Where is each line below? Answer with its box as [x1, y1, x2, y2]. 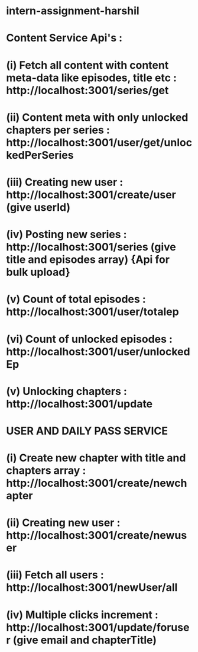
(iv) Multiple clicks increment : [6, 608, 158, 621]
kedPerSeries [6, 148, 74, 162]
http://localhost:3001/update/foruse [6, 621, 190, 634]
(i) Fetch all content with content [6, 58, 169, 72]
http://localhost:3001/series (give [6, 240, 176, 254]
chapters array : [6, 464, 86, 477]
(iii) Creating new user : [6, 175, 124, 189]
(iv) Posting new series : [6, 228, 127, 241]
